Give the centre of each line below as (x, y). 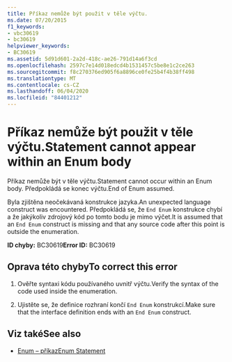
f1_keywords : (26, 26)
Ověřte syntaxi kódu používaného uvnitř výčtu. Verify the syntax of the (118, 283)
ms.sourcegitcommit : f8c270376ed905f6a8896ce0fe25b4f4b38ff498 (101, 72)
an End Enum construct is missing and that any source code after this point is (116, 224)
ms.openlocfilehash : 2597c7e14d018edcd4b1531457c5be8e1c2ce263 (101, 65)
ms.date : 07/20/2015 (37, 20)
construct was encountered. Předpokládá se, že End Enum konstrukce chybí (115, 209)
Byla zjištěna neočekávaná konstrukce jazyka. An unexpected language (109, 202)
